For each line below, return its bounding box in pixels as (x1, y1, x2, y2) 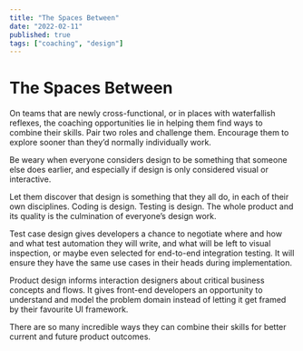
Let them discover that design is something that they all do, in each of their (9, 192, 289, 203)
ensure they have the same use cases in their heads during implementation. (9, 257, 293, 268)
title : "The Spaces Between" (9, 13, 120, 23)
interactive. (9, 174, 52, 185)
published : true (9, 30, 71, 39)
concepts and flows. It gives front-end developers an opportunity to (9, 285, 263, 296)
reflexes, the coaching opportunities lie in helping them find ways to (9, 117, 263, 128)
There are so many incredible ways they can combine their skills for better (9, 322, 288, 333)
